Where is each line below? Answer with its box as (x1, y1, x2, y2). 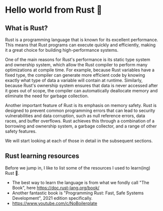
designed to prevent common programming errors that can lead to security (5, 107, 156, 113)
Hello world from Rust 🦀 (5, 4, 102, 16)
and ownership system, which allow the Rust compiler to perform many (5, 62, 147, 67)
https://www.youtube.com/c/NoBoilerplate (12, 200, 97, 206)
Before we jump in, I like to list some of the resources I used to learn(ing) (5, 165, 151, 170)
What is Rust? (5, 24, 48, 32)
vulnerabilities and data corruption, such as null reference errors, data (5, 113, 145, 119)
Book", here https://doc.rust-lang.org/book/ (12, 185, 100, 190)
